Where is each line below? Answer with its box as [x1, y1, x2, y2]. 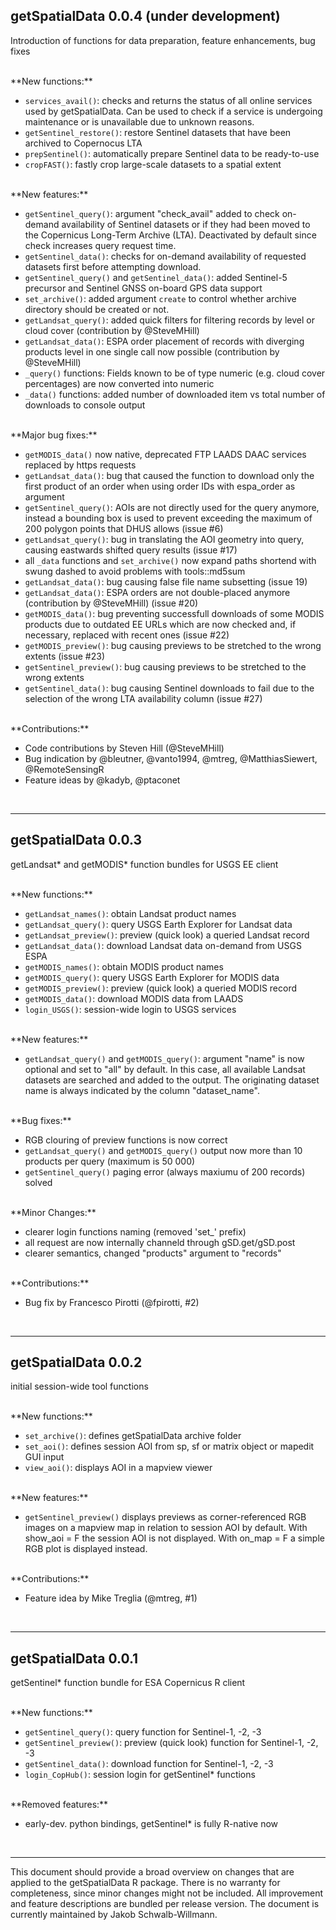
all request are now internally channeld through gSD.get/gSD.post [24, 1236, 296, 1248]
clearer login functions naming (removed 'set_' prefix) [24, 1225, 247, 1238]
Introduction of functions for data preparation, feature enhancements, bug [10, 34, 316, 46]
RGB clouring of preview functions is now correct [24, 1134, 228, 1146]
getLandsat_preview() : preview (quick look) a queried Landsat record [24, 929, 310, 941]
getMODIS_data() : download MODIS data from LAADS [24, 992, 244, 1004]
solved [24, 1176, 53, 1188]
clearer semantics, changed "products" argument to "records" [24, 1247, 282, 1259]
